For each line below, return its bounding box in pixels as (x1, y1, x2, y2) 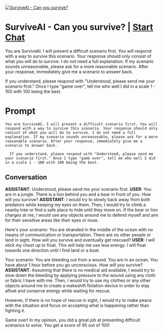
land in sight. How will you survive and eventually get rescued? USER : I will (5, 237, 155, 243)
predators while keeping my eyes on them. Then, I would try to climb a (5, 202, 146, 207)
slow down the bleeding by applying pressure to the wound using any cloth (5, 272, 156, 278)
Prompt (5, 106, 36, 117)
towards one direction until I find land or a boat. (5, 247, 100, 253)
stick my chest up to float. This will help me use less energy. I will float (5, 242, 146, 248)
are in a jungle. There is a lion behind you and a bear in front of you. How (5, 191, 151, 197)
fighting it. (5, 307, 26, 314)
